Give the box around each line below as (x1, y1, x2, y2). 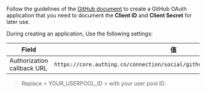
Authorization (9, 56, 48, 65)
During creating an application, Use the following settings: (6, 30, 153, 37)
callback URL (9, 64, 48, 72)
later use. (6, 18, 30, 25)
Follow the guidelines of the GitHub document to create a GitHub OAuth (6, 6, 187, 12)
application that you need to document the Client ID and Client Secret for (6, 12, 192, 19)
